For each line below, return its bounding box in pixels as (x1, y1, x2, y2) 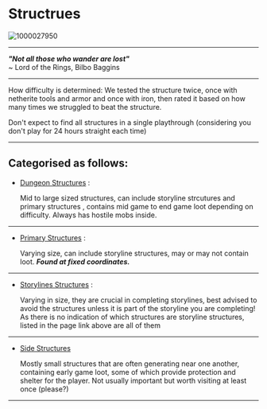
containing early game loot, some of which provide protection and (19, 367, 236, 376)
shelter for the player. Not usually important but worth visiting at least (19, 376, 247, 385)
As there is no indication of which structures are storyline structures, (19, 312, 245, 321)
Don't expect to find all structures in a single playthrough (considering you (8, 117, 252, 127)
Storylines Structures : (19, 279, 94, 289)
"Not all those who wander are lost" (8, 53, 130, 64)
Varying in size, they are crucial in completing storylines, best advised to (19, 295, 257, 305)
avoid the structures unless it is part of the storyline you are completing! (19, 303, 256, 313)
